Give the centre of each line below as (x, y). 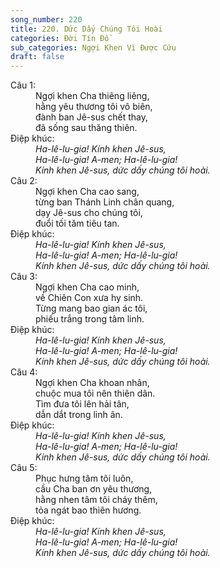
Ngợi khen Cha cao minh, (87, 287)
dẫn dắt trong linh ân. (79, 415)
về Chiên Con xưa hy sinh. (89, 298)
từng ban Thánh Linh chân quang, (105, 202)
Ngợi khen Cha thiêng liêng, (92, 96)
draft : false (37, 57)
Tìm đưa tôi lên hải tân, (82, 404)
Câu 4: (24, 372)
